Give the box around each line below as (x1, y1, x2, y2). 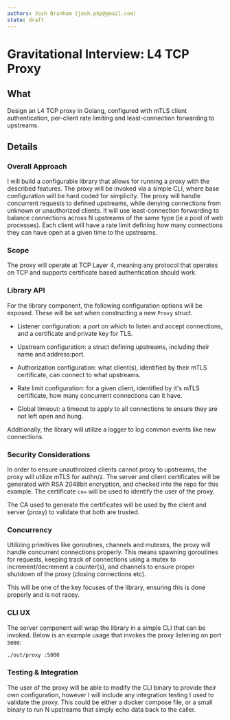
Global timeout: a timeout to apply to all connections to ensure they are (16, 404, 218, 413)
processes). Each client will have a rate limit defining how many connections (7, 221, 223, 229)
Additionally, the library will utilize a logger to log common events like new (7, 425, 216, 434)
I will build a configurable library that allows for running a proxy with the (7, 177, 210, 186)
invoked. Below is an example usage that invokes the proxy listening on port (7, 631, 222, 639)
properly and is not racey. (7, 591, 80, 599)
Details (7, 140, 38, 152)
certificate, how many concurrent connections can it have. (16, 391, 183, 399)
